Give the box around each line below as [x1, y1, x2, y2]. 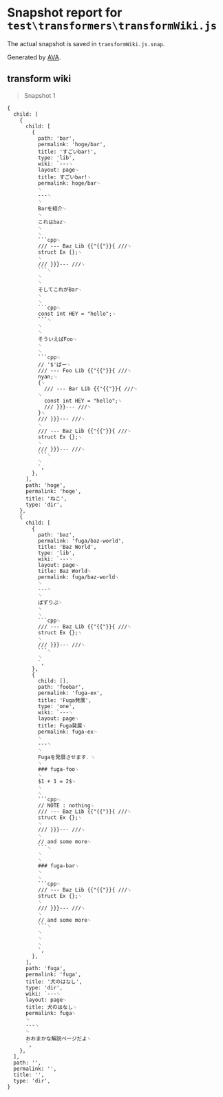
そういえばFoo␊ [37, 336, 78, 343]
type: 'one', [37, 703, 76, 709]
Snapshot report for [7, 5, 123, 21]
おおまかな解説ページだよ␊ [25, 1035, 92, 1042]
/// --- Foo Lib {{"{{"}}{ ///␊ [37, 367, 132, 374]
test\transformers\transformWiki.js [7, 19, 217, 32]
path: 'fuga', [25, 965, 67, 972]
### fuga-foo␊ [37, 765, 80, 773]
